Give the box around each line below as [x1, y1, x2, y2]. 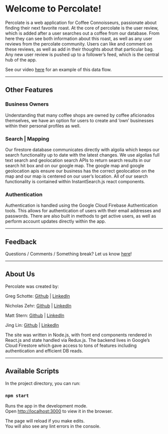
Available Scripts [5, 367, 59, 375]
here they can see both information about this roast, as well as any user [5, 36, 152, 42]
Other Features [5, 86, 53, 94]
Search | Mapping [5, 135, 49, 142]
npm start [5, 392, 29, 398]
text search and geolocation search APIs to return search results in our [5, 157, 151, 163]
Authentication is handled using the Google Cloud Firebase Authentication [5, 202, 158, 208]
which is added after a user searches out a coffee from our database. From [5, 30, 160, 36]
